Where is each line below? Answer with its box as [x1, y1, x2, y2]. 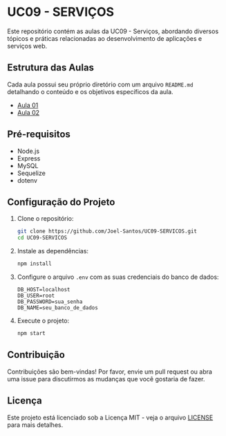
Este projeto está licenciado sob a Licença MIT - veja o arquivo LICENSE [7, 413, 214, 421]
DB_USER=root [17, 292, 55, 299]
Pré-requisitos [7, 129, 71, 140]
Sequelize [17, 169, 46, 177]
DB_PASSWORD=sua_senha [17, 298, 83, 305]
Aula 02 [17, 108, 40, 116]
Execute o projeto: [17, 316, 70, 325]
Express [17, 154, 41, 163]
